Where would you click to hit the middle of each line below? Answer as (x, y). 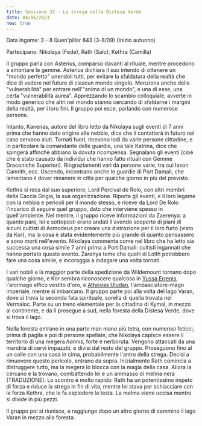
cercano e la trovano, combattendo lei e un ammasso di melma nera (90, 374)
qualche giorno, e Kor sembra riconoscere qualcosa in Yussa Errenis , (92, 279)
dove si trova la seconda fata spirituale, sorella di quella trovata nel (89, 298)
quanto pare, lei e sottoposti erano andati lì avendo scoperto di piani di (94, 222)
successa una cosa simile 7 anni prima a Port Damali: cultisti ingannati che (99, 248)
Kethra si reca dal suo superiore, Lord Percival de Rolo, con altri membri (96, 190)
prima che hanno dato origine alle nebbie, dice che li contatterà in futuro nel (100, 133)
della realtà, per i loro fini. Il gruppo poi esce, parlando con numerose (92, 109)
